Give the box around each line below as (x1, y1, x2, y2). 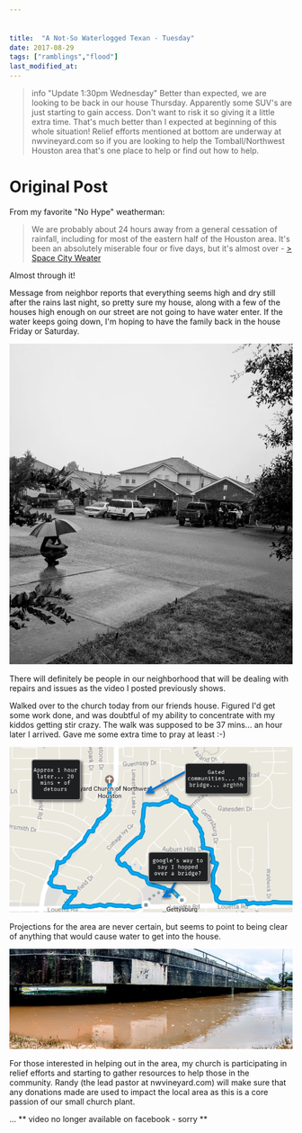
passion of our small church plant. (9, 1096, 136, 1107)
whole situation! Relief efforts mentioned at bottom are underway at (31, 126, 281, 137)
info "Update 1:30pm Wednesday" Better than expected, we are (31, 88, 267, 98)
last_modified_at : (9, 62, 78, 71)
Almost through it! (9, 270, 75, 281)
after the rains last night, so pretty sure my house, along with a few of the (9, 297, 281, 308)
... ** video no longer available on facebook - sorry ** (9, 1114, 209, 1125)
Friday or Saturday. (9, 325, 80, 337)
